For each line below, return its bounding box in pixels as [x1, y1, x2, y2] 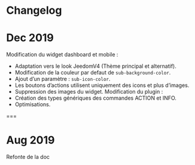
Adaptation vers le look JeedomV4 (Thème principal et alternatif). [14, 62, 176, 70]
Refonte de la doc [6, 154, 50, 161]
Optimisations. [14, 101, 51, 108]
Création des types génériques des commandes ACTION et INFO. [14, 94, 176, 102]
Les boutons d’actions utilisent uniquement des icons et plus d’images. [14, 82, 190, 89]
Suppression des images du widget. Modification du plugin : [14, 88, 163, 95]
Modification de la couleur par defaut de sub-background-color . [14, 69, 171, 76]
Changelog [6, 4, 62, 17]
